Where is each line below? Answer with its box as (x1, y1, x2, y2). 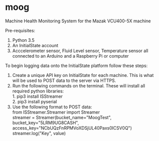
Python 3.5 (12, 37, 35, 43)
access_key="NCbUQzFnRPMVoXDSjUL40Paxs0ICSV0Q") (12, 125, 132, 131)
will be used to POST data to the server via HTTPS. (12, 77, 116, 83)
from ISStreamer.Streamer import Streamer (12, 109, 100, 115)
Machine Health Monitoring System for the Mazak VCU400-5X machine (5, 18, 151, 24)
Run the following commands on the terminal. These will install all (12, 82, 146, 88)
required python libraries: (12, 88, 64, 94)
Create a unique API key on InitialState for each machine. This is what (12, 72, 154, 78)
